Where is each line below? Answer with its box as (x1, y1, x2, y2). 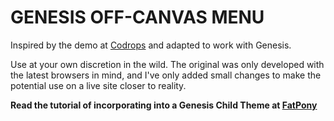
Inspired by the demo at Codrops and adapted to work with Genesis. (10, 39, 292, 51)
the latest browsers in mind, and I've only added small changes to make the (10, 69, 322, 81)
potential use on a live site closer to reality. (10, 79, 187, 91)
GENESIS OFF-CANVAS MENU (10, 6, 265, 29)
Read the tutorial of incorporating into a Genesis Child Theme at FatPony (10, 99, 318, 111)
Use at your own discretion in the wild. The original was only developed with (10, 58, 325, 70)
